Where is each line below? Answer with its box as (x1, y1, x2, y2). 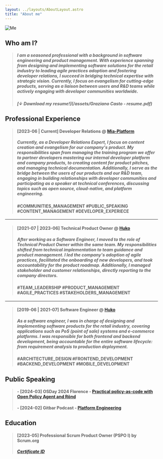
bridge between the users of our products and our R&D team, (16, 170, 143, 176)
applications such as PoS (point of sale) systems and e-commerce (16, 328, 155, 334)
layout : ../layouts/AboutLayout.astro (5, 7, 83, 12)
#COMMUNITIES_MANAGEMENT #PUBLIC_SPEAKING (16, 203, 129, 209)
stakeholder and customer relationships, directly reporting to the (16, 267, 151, 273)
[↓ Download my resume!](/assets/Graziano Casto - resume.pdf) (16, 100, 153, 107)
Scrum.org (16, 437, 39, 443)
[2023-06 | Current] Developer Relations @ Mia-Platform (16, 128, 135, 134)
